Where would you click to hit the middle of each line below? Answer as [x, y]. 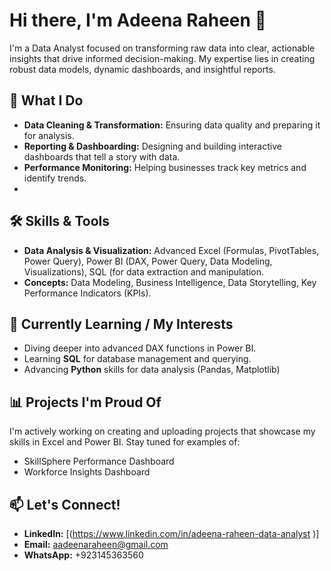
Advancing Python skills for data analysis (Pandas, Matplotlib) [152, 370]
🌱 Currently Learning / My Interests [121, 324]
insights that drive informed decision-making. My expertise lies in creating [162, 58]
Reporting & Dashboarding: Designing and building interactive [152, 146]
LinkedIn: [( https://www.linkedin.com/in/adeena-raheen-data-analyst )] [171, 533]
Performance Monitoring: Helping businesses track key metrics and [165, 167]
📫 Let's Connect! [65, 504]
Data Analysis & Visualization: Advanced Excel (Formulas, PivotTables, [171, 250]
